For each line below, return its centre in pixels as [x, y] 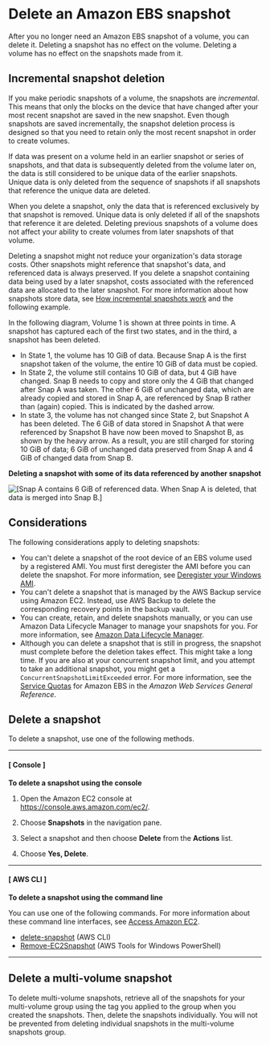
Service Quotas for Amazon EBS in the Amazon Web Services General [136, 686]
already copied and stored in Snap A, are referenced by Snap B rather [135, 398]
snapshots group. [37, 1032]
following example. [39, 307]
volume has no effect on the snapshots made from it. [96, 53]
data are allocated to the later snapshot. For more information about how [129, 289]
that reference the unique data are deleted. [80, 191]
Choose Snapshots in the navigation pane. [91, 822]
